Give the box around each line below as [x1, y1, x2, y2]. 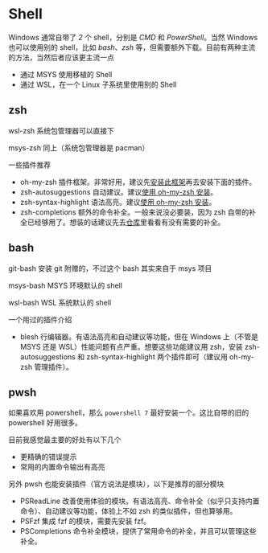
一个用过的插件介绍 [8, 314, 72, 324]
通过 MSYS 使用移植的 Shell [19, 69, 113, 79]
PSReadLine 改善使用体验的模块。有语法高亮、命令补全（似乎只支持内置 [19, 496, 260, 506]
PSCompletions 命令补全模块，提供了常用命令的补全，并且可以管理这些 [19, 526, 257, 536]
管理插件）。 [34, 362, 74, 371]
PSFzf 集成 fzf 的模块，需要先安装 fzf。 [19, 516, 151, 526]
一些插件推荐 [8, 160, 51, 170]
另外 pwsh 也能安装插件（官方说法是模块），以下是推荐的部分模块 [8, 479, 225, 489]
